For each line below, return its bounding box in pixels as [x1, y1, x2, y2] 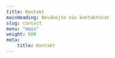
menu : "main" [6, 25, 39, 32]
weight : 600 [6, 31, 36, 37]
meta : [6, 37, 20, 43]
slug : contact [6, 20, 42, 26]
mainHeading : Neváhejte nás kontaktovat [6, 14, 110, 21]
